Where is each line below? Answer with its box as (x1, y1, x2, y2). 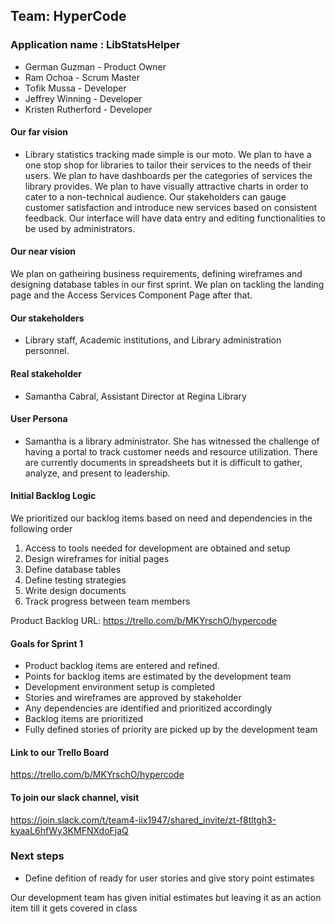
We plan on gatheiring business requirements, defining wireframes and (10, 268, 303, 280)
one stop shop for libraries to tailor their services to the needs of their (24, 159, 312, 171)
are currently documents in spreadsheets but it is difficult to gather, (24, 456, 303, 468)
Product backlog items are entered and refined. (24, 660, 220, 672)
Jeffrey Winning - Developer (24, 92, 143, 104)
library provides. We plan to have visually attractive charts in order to (24, 180, 309, 192)
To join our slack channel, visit (10, 791, 140, 803)
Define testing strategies (24, 574, 127, 586)
